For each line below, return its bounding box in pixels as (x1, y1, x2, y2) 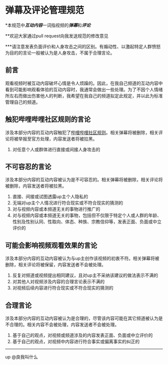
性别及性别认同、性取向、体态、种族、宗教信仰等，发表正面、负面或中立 (12, 219, 161, 225)
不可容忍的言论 (5, 162, 51, 171)
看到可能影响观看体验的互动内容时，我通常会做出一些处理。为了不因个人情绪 (5, 86, 163, 92)
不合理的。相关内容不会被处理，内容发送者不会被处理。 (5, 322, 119, 327)
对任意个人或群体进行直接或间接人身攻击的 (12, 146, 100, 152)
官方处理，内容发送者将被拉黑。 (31, 136, 97, 142)
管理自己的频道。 (5, 99, 40, 105)
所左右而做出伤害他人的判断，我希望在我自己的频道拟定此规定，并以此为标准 (5, 92, 163, 98)
